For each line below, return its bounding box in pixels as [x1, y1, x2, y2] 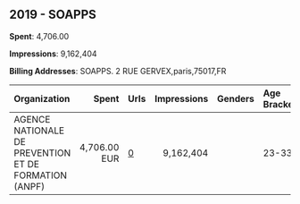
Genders [217, 92, 254, 105]
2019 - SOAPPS [9, 7, 96, 22]
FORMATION [13, 169, 68, 182]
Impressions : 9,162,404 [9, 48, 97, 59]
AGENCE [13, 113, 51, 125]
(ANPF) [13, 180, 46, 192]
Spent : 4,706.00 [9, 30, 70, 41]
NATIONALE [13, 124, 65, 137]
